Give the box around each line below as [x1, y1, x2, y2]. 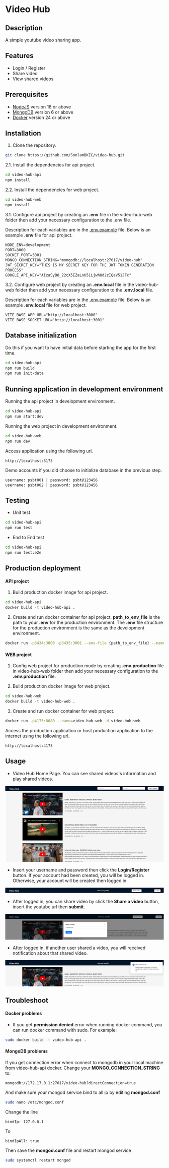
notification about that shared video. [12, 950, 88, 956]
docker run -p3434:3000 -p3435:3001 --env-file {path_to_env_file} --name [5, 640, 165, 646]
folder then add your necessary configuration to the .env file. [5, 217, 132, 223]
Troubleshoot [5, 996, 49, 1005]
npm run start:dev [5, 414, 44, 419]
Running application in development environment [5, 385, 163, 393]
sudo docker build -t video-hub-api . [5, 1037, 87, 1042]
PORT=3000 [5, 247, 26, 253]
